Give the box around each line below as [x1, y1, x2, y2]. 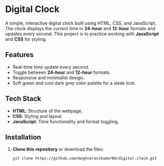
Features [5, 51, 34, 59]
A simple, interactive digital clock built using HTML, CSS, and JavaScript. [5, 20, 157, 26]
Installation [5, 133, 41, 141]
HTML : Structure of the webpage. [12, 108, 83, 114]
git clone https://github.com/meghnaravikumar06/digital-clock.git [12, 156, 157, 161]
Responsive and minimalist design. [12, 74, 85, 81]
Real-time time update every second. [12, 64, 90, 70]
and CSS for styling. [5, 36, 47, 42]
